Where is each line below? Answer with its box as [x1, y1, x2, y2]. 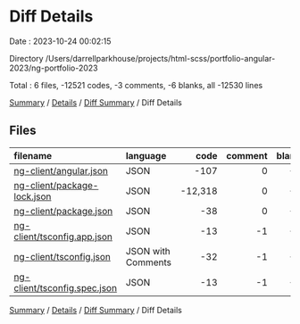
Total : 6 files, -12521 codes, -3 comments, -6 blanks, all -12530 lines [9, 79, 263, 90]
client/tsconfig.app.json [13, 230, 113, 243]
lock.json [13, 190, 52, 203]
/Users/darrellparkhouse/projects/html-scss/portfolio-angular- [45, 53, 276, 63]
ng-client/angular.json [13, 164, 109, 177]
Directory [9, 53, 44, 63]
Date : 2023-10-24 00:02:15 [9, 36, 112, 46]
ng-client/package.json [13, 204, 113, 217]
